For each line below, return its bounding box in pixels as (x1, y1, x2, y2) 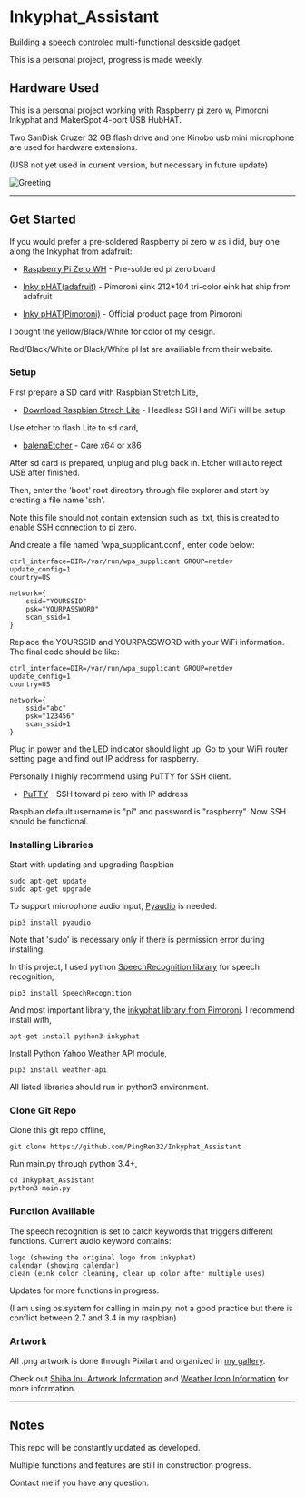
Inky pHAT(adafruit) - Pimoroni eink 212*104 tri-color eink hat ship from (22, 280, 291, 292)
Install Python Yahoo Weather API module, (9, 1048, 168, 1059)
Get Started (9, 212, 76, 228)
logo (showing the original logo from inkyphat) (9, 1253, 197, 1262)
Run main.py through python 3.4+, (9, 1158, 138, 1169)
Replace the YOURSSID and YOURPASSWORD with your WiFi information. (9, 636, 285, 647)
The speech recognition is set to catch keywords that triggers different (9, 1226, 274, 1237)
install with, (9, 1015, 53, 1026)
